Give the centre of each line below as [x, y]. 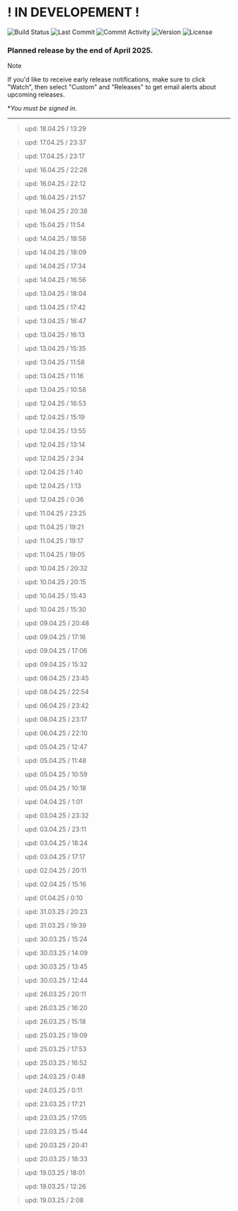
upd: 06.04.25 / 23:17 [56, 720]
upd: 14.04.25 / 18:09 [56, 252]
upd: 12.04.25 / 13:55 [55, 431]
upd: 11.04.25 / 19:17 [54, 541]
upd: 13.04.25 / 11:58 [55, 362]
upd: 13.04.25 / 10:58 [55, 390]
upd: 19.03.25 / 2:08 [54, 1200]
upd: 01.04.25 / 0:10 [53, 898]
